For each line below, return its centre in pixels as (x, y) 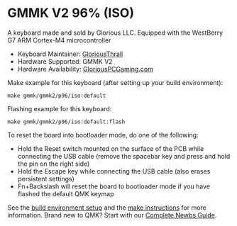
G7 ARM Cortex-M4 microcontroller (59, 40)
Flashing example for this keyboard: (60, 108)
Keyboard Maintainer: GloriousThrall (70, 54)
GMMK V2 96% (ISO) (71, 13)
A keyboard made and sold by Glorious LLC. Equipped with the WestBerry (115, 33)
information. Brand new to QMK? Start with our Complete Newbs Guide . (112, 215)
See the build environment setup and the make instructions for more (107, 208)
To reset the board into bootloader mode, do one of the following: (103, 135)
